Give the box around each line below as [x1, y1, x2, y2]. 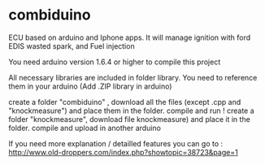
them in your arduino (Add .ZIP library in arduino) [8, 81, 172, 91]
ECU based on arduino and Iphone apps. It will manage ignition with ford [8, 33, 250, 42]
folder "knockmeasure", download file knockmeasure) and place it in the [8, 114, 250, 124]
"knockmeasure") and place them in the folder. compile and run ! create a [8, 106, 254, 115]
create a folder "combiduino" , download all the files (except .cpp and [8, 97, 241, 106]
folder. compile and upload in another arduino [8, 123, 161, 132]
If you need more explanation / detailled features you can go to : [8, 138, 224, 148]
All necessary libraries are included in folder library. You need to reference [8, 72, 258, 82]
